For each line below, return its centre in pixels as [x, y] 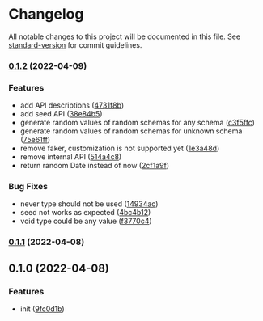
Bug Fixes [28, 187]
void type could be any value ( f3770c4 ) [86, 221]
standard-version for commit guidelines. [75, 44]
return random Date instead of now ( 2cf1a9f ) [95, 166]
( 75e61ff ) [35, 140]
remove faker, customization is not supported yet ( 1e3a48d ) [120, 148]
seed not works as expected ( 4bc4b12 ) [85, 213]
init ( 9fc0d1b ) [42, 309]
